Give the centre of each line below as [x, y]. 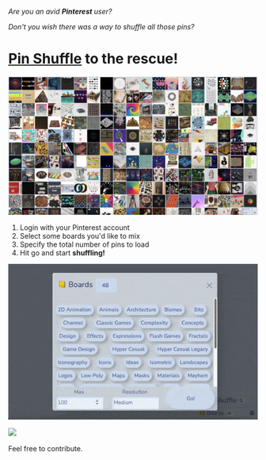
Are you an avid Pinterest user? [60, 11]
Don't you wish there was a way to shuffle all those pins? [101, 27]
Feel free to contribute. [46, 449]
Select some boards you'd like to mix [80, 236]
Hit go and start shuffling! [62, 253]
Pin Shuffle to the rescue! [93, 59]
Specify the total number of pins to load [84, 244]
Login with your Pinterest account [75, 228]
